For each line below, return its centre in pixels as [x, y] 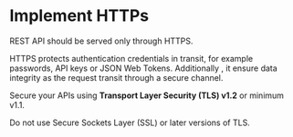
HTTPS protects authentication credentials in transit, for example [131, 58]
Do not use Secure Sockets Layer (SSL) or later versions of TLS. [130, 122]
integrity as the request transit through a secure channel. [116, 77]
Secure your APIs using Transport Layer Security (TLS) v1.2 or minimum [147, 95]
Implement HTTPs [79, 16]
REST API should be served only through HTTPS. [101, 41]
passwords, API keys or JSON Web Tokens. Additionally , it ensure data [144, 68]
